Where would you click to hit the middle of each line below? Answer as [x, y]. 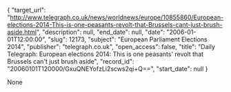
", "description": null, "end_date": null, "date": [101, 32]
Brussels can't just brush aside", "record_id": [71, 61]
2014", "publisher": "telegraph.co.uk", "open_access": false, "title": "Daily [111, 47]
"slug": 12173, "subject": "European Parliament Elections [128, 39]
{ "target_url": [27, 10]
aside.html [22, 32]
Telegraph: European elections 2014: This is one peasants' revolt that [106, 54]
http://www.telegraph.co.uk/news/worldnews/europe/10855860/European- [117, 17]
